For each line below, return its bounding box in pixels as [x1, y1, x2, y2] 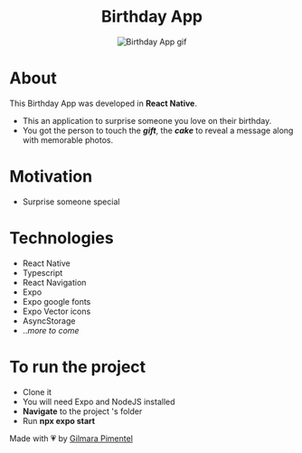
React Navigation [22, 277, 87, 288]
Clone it [22, 386, 52, 397]
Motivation [9, 166, 93, 187]
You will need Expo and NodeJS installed [22, 396, 175, 407]
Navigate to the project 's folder [22, 405, 143, 417]
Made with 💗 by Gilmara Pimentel [9, 432, 134, 444]
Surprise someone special [22, 196, 120, 207]
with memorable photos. [22, 134, 114, 146]
